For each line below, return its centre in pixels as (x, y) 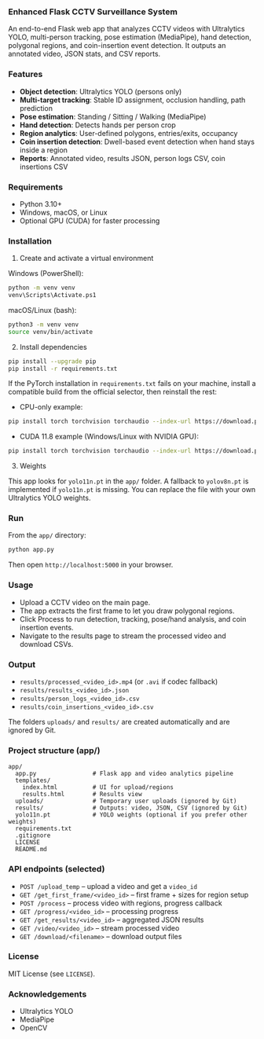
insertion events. (46, 627)
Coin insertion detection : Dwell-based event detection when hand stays (137, 141)
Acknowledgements (48, 994)
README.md (31, 850)
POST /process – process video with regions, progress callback (121, 903)
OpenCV (33, 1028)
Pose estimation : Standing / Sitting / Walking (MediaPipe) (113, 116)
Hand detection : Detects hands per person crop (98, 125)
